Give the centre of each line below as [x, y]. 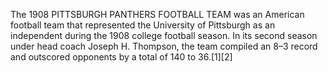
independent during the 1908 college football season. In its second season [164, 35]
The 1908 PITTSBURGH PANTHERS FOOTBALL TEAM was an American [157, 14]
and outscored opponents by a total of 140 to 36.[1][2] [121, 57]
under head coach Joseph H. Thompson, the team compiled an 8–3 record [164, 46]
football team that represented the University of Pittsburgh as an [143, 25]
